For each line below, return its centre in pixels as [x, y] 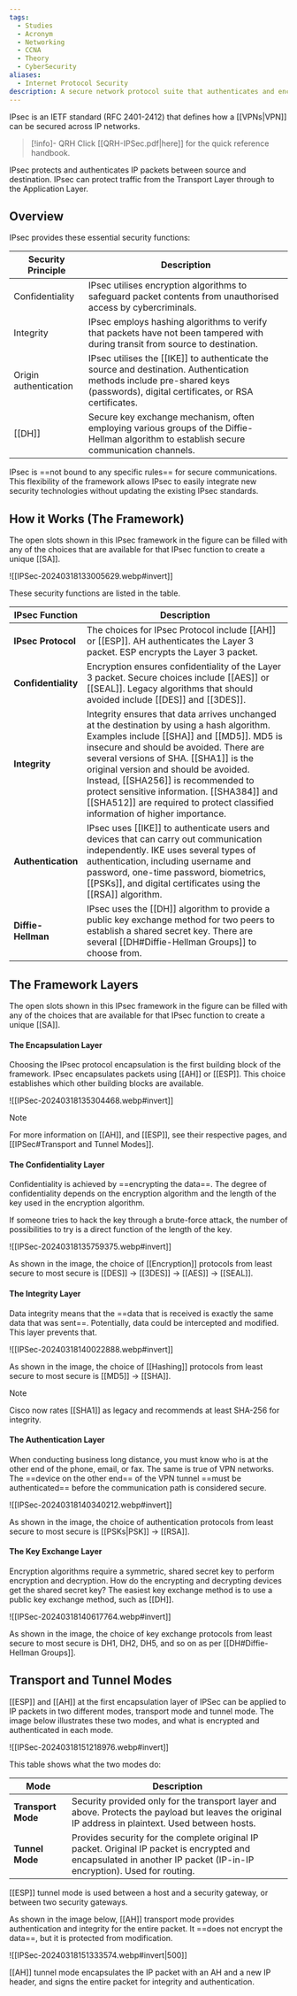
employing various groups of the [156, 428]
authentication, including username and [169, 861]
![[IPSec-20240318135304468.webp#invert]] [91, 1101]
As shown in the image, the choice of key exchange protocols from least [141, 1633]
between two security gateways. [69, 1902]
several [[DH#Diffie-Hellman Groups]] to [172, 942]
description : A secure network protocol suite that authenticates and [142, 91]
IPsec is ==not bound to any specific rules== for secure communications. [143, 472]
